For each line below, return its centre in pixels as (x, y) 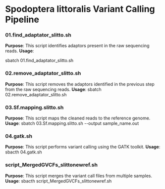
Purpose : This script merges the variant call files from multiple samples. (79, 176)
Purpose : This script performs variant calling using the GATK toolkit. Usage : (83, 147)
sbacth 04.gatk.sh (24, 152)
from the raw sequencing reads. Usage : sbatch (53, 89)
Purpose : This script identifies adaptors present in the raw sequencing (77, 46)
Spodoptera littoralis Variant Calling (80, 9)
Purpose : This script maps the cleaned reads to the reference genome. (78, 118)
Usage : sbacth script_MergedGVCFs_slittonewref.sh (58, 181)
